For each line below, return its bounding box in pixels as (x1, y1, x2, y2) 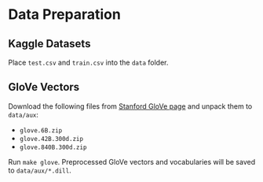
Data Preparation (8, 6, 122, 24)
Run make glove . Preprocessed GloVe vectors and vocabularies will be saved (8, 157, 256, 166)
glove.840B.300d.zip (19, 143, 87, 151)
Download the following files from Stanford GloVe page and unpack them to (8, 101, 253, 111)
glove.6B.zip (19, 126, 63, 135)
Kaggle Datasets (8, 37, 91, 50)
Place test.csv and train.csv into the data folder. (8, 58, 169, 67)
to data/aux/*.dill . (8, 165, 72, 175)
